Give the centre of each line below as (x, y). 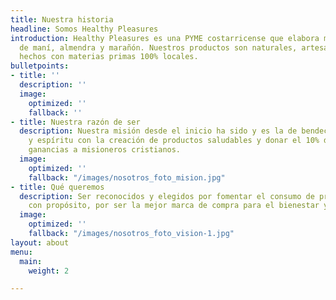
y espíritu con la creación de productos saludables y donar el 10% (174, 141)
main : (31, 261)
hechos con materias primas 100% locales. (109, 57)
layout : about (40, 242)
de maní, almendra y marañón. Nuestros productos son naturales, (158, 47)
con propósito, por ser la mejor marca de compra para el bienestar (174, 206)
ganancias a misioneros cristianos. (105, 150)
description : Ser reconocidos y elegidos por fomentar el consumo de (167, 196)
